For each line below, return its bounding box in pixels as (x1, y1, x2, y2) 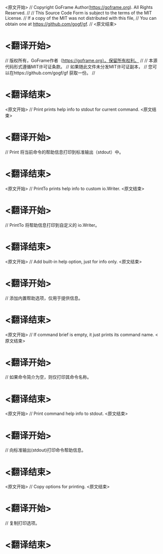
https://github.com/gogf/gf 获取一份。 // (13, 70, 96, 76)
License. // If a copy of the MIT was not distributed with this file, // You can (5, 15, 157, 21)
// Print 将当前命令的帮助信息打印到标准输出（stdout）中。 (5, 149, 124, 155)
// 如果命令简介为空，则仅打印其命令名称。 (5, 374, 92, 380)
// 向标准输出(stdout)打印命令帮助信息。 (5, 447, 86, 453)
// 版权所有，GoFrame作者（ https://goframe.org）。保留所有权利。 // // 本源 (5, 57, 158, 63)
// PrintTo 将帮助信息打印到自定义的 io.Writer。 (5, 222, 100, 228)
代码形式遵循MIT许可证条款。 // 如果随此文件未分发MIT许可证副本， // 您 (5, 63, 153, 69)
